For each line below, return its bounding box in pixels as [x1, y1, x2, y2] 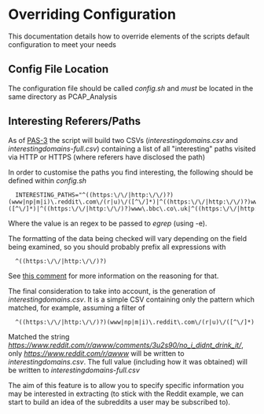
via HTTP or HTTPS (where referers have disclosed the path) [8, 152, 206, 162]
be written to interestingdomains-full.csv [8, 365, 140, 375]
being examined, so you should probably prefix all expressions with [8, 242, 226, 251]
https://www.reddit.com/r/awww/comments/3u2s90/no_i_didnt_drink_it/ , [8, 340, 244, 350]
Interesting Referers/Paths [8, 115, 141, 128]
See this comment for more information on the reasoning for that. [8, 271, 219, 280]
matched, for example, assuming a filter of [8, 302, 145, 312]
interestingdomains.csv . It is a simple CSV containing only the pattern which [8, 295, 255, 304]
